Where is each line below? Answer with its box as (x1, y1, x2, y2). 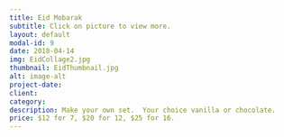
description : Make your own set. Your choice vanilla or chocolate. (9, 105, 277, 114)
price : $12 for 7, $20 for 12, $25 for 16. (9, 114, 176, 123)
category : (9, 96, 47, 106)
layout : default (9, 30, 70, 39)
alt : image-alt (9, 72, 67, 81)
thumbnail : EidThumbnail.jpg (9, 64, 119, 73)
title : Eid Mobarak (9, 13, 83, 23)
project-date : (9, 80, 63, 89)
